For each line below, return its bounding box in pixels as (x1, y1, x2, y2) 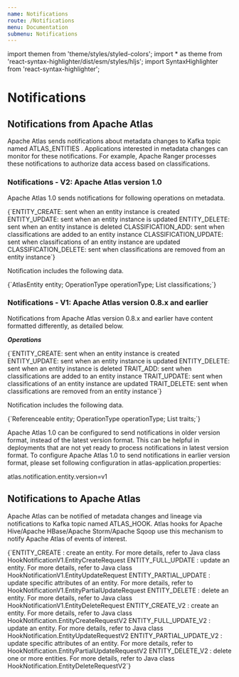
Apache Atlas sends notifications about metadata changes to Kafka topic (7, 137, 221, 146)
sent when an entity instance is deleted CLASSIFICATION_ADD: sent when (7, 222, 225, 231)
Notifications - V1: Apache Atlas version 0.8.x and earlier (7, 298, 208, 308)
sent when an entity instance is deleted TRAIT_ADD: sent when (7, 364, 192, 373)
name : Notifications (7, 10, 69, 18)
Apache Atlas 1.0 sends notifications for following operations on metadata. (7, 193, 225, 202)
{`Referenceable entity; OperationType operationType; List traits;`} (7, 414, 201, 423)
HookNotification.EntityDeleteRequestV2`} (7, 661, 132, 670)
